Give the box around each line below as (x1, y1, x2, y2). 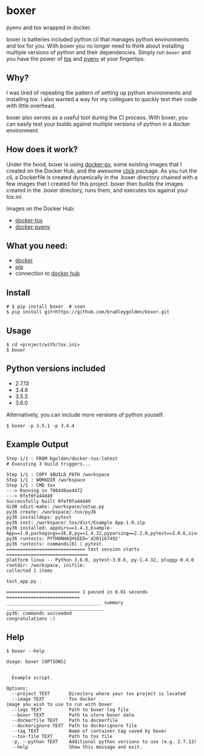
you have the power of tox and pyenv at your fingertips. (6, 55, 146, 62)
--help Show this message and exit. (12, 744, 143, 751)
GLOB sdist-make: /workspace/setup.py (6, 504, 104, 510)
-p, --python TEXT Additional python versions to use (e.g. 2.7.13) (12, 739, 197, 745)
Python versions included (6, 363, 106, 374)
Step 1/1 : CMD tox (6, 482, 56, 488)
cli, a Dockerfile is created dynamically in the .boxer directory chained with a (6, 173, 198, 180)
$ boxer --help (6, 648, 45, 654)
